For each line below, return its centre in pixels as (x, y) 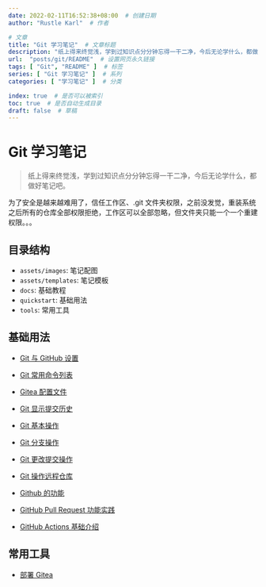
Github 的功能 (42, 493)
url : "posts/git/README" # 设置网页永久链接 (82, 59)
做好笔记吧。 (48, 186)
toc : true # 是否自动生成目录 (55, 103)
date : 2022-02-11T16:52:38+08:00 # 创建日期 (82, 15)
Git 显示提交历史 (46, 409)
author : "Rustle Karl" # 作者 (59, 23)
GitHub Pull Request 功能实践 (67, 509)
